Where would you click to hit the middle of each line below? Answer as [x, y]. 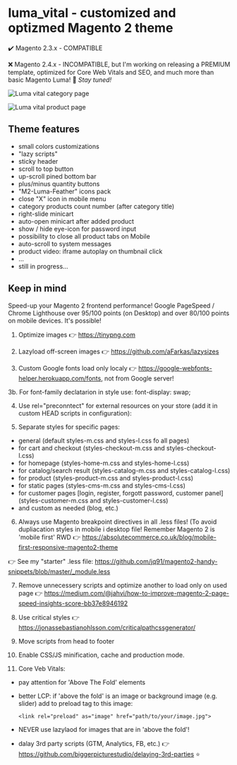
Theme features [44, 129]
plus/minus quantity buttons [59, 183]
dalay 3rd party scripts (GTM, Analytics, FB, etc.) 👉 [94, 743]
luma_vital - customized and [92, 13]
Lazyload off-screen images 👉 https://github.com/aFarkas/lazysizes [119, 351]
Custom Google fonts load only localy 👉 [77, 368]
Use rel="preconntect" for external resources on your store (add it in [118, 405]
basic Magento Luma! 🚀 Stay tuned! [60, 80]
